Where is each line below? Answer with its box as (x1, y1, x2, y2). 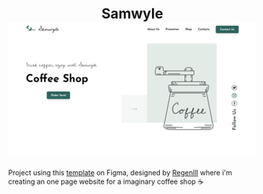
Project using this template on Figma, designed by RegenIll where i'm (8, 167, 232, 177)
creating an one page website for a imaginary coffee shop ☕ (8, 177, 204, 186)
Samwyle (101, 5, 164, 23)
